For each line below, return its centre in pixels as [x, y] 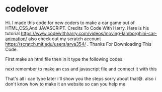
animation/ [16, 39]
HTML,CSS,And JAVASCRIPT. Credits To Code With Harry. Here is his [77, 28]
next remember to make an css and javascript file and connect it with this [81, 69]
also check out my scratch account [65, 39]
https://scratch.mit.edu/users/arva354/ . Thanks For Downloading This [78, 44]
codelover [27, 9]
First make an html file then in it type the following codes [64, 59]
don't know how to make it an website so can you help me [65, 84]
